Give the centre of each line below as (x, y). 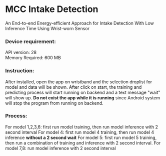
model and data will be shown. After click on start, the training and (73, 87)
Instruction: (20, 71)
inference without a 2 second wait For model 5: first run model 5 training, (81, 137)
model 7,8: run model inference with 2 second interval (60, 148)
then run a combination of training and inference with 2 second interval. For (83, 143)
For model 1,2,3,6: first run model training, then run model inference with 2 (82, 127)
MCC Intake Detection (52, 9)
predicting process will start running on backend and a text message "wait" (83, 92)
